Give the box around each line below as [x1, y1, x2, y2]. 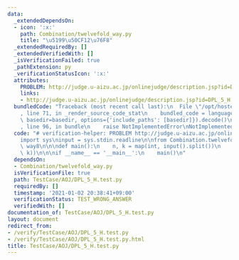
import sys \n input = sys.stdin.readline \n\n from [20, 136, 167, 143]
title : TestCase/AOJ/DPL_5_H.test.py [7, 242, 119, 249]
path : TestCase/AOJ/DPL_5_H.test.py [14, 176, 122, 183]
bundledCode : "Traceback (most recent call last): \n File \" [14, 103, 202, 110]
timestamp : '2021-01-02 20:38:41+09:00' [14, 189, 135, 197]
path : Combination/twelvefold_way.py [20, 30, 132, 38]
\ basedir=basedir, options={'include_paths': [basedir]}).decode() [20, 116, 228, 123]
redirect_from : [7, 222, 53, 229]
